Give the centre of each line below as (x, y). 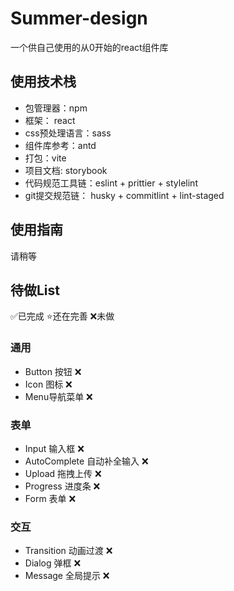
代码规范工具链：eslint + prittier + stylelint (111, 183)
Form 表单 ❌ (50, 498)
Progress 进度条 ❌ (62, 486)
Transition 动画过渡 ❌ (68, 551)
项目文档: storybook (66, 170)
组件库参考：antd (60, 145)
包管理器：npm (56, 108)
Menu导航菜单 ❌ (58, 396)
